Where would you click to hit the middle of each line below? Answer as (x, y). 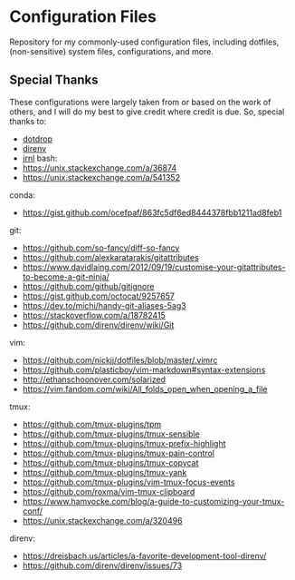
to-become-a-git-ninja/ (66, 276)
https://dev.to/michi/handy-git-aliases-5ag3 (105, 305)
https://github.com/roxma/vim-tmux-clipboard (109, 491)
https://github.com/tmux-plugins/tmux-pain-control (119, 453)
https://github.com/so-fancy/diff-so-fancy (101, 248)
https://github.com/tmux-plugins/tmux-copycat (110, 462)
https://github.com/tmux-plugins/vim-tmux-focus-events (128, 482)
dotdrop (37, 139)
